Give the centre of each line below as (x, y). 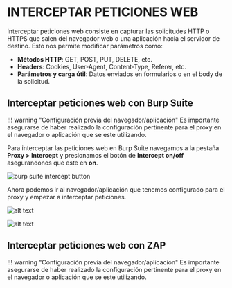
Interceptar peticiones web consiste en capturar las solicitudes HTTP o (108, 31)
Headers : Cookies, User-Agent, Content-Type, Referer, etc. (102, 66)
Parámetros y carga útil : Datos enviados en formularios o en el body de (120, 74)
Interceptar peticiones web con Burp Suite (100, 103)
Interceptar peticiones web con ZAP (87, 245)
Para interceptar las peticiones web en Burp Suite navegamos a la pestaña (113, 148)
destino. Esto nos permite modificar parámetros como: (85, 46)
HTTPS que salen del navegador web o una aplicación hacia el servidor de (114, 38)
